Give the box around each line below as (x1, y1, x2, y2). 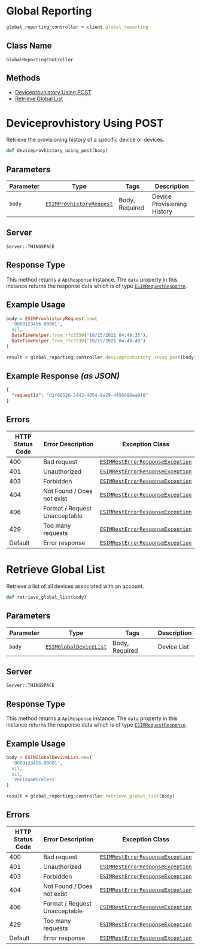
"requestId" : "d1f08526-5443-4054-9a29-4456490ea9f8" (11, 392, 148, 399)
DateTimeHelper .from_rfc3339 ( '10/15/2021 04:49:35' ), (11, 332, 148, 339)
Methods (6, 73, 41, 83)
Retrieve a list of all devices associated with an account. (6, 582, 145, 590)
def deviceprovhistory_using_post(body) (6, 148, 109, 154)
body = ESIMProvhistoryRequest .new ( (6, 315, 98, 322)
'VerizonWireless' (11, 776, 58, 783)
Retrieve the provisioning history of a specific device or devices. (6, 136, 165, 144)
